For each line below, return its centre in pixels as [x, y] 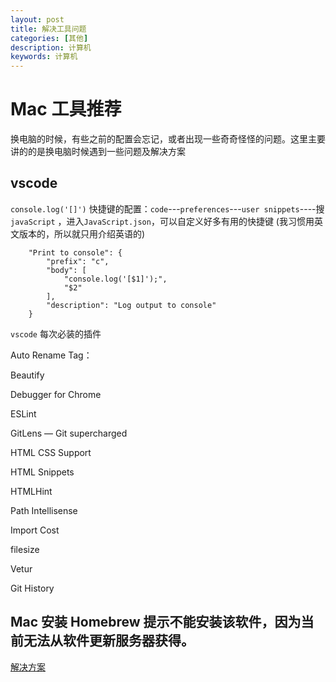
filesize [25, 549]
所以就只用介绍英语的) [99, 233]
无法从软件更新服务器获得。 [109, 641]
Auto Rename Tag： [51, 355]
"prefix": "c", [78, 261]
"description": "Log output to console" [131, 305]
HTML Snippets [42, 472]
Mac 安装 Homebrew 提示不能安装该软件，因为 [156, 622]
